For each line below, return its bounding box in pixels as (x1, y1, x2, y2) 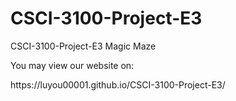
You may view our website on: (10, 59, 135, 71)
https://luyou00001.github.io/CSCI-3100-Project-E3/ (10, 78, 226, 91)
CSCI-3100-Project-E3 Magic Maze (10, 40, 157, 52)
